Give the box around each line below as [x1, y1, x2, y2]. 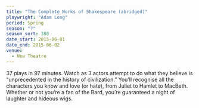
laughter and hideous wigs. [6, 95, 73, 102]
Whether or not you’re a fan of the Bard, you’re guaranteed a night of [6, 88, 175, 95]
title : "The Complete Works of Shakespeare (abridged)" [6, 8, 148, 15]
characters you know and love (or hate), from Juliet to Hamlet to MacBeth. [6, 82, 188, 90]
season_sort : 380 [6, 31, 49, 37]
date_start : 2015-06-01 [6, 36, 66, 42]
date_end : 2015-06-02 [6, 42, 60, 48]
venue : [6, 48, 23, 54]
